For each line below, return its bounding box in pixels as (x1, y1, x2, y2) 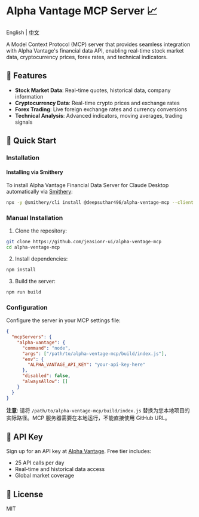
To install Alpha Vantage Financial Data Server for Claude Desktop (6, 182, 169, 189)
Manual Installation (6, 214, 63, 222)
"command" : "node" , (22, 345, 71, 351)
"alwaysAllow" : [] (22, 378, 68, 385)
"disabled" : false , (22, 373, 71, 379)
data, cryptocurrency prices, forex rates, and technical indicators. (6, 53, 168, 60)
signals (14, 118, 33, 126)
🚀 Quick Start (6, 136, 57, 146)
